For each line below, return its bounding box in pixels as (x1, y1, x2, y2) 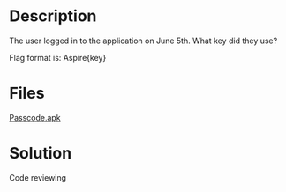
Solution (9, 144, 72, 164)
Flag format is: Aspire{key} (9, 52, 107, 63)
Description (9, 6, 97, 26)
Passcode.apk (9, 112, 61, 122)
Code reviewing (9, 172, 67, 182)
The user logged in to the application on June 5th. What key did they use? (9, 35, 278, 46)
